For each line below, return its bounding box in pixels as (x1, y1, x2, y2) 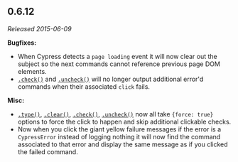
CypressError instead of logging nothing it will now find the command (17, 132, 221, 141)
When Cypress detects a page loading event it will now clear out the (17, 52, 218, 60)
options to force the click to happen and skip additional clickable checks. (17, 117, 232, 126)
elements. (17, 67, 48, 75)
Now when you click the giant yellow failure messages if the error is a (17, 124, 222, 134)
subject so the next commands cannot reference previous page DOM (17, 60, 220, 68)
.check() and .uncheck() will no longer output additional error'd (17, 75, 204, 83)
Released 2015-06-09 (7, 24, 72, 33)
